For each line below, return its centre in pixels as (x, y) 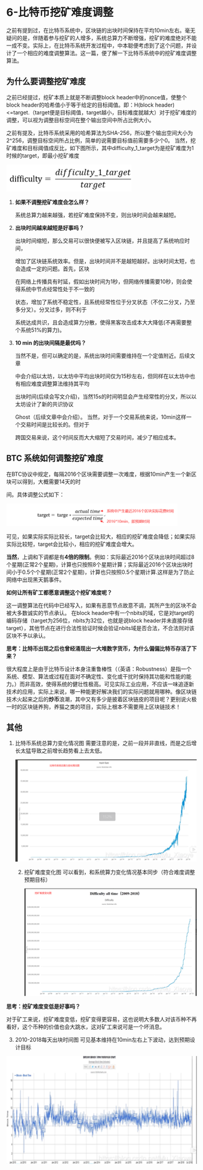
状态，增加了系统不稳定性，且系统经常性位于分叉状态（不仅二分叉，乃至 (105, 302)
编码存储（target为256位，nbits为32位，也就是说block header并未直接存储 (100, 620)
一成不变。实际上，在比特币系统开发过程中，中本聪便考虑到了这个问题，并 (99, 45)
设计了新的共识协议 (50, 404)
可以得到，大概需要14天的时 (46, 481)
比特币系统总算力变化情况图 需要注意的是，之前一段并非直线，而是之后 (103, 743)
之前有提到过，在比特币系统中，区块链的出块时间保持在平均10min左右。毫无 (101, 30)
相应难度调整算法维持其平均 (55, 383)
